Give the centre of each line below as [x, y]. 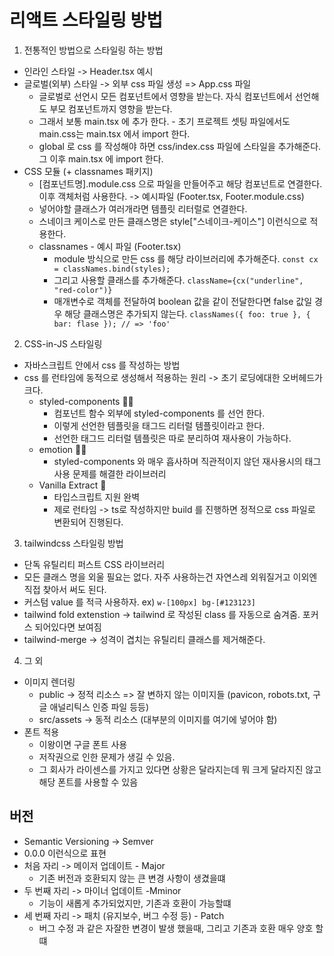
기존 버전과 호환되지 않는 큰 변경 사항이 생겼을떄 [132, 878]
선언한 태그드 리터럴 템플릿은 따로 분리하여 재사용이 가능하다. [172, 438]
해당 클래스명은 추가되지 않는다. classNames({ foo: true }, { [187, 313]
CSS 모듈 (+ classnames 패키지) [88, 171]
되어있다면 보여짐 [68, 627]
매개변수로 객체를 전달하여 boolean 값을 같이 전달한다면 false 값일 [183, 301]
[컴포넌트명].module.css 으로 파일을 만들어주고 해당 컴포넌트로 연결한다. [180, 183]
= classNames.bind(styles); [112, 269]
